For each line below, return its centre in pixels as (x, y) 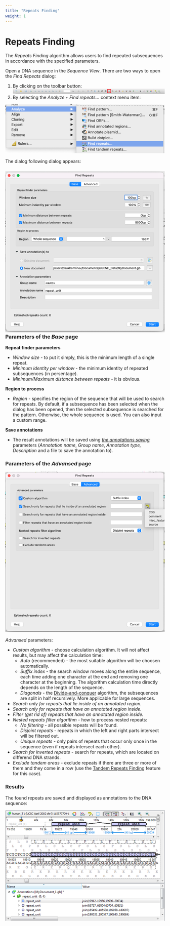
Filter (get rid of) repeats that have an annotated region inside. (78, 714)
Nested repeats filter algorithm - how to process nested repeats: (80, 720)
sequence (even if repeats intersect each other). (71, 747)
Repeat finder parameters (33, 348)
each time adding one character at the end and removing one (84, 677)
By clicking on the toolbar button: (47, 86)
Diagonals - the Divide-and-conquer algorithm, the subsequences (89, 693)
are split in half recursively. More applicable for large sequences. (88, 698)
